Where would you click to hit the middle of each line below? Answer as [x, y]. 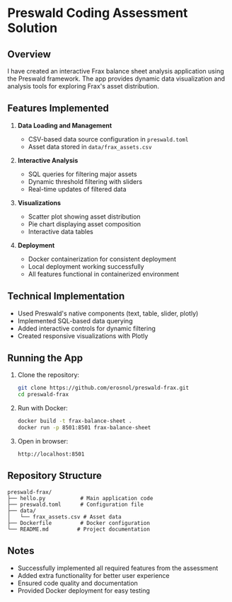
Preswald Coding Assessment [98, 13]
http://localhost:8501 [51, 454]
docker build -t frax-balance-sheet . [75, 421]
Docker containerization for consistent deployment [102, 259]
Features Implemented [58, 109]
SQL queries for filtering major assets [82, 174]
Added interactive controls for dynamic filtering [86, 328]
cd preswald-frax [43, 395]
